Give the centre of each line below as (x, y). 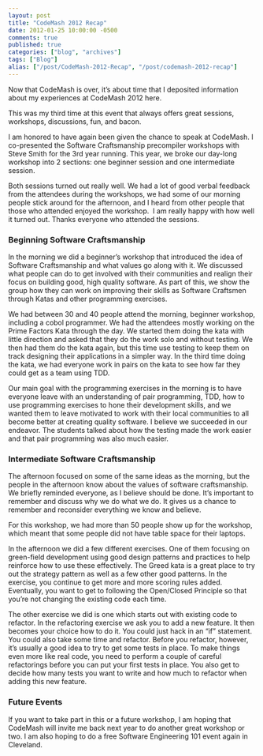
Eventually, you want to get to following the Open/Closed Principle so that (128, 591)
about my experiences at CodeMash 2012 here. (85, 98)
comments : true (33, 38)
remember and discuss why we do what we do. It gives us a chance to (122, 502)
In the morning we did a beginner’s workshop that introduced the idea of (126, 257)
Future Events (35, 702)
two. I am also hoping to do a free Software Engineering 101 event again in (128, 736)
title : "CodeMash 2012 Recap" (58, 23)
